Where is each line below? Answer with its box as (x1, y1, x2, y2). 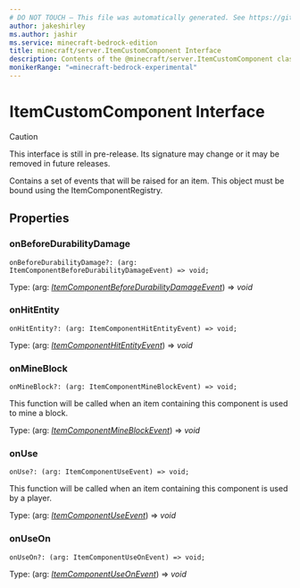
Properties (9, 211, 70, 226)
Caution (9, 131, 38, 141)
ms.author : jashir (9, 30, 78, 38)
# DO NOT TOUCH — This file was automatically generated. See (9, 13, 246, 22)
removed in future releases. (9, 158, 111, 168)
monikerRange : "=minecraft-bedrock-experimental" (9, 64, 198, 72)
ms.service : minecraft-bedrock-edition (9, 38, 158, 47)
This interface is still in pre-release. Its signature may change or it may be (9, 149, 279, 159)
